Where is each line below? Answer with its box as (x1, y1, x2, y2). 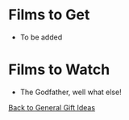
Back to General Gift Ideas (8, 102, 95, 112)
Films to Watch (8, 60, 110, 79)
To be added (19, 32, 63, 42)
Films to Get (8, 6, 90, 24)
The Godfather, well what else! (19, 87, 123, 97)
